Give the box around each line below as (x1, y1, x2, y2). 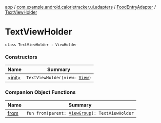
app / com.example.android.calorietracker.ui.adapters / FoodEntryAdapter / (5, 4, 156, 10)
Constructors (5, 53, 38, 60)
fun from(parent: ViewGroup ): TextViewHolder (26, 110, 134, 116)
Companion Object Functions (5, 89, 76, 96)
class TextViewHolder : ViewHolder (5, 42, 78, 47)
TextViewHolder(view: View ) (26, 75, 92, 81)
